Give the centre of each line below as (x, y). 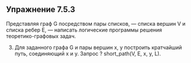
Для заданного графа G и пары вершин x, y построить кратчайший (98, 47)
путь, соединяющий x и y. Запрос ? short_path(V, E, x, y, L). (88, 53)
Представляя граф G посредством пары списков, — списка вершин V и (96, 23)
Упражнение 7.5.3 (41, 10)
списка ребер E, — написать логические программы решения (84, 30)
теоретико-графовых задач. (41, 36)
